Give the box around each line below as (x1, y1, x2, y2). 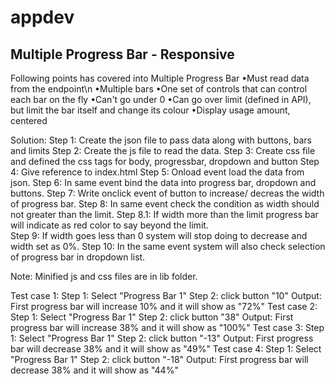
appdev (10, 6, 75, 29)
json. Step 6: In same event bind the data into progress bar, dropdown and (10, 177, 317, 188)
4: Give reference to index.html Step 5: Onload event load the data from (10, 166, 305, 178)
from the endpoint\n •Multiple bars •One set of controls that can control (10, 83, 308, 95)
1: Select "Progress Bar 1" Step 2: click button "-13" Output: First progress (10, 332, 314, 344)
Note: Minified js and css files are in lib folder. (10, 271, 198, 282)
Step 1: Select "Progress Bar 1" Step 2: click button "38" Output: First (10, 311, 294, 323)
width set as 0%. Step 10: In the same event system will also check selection (10, 241, 326, 252)
